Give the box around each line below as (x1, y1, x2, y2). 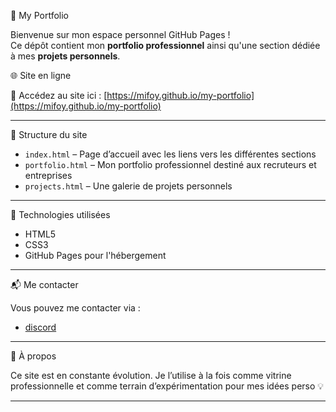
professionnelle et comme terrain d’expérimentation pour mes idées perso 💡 (10, 380, 325, 392)
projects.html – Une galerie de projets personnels (24, 180, 233, 192)
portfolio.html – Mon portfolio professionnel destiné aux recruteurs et (24, 159, 317, 170)
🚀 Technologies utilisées (10, 209, 111, 220)
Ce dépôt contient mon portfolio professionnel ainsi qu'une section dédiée (10, 40, 321, 51)
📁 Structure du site (10, 129, 88, 140)
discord (24, 321, 57, 333)
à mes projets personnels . (10, 50, 121, 62)
